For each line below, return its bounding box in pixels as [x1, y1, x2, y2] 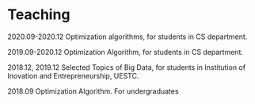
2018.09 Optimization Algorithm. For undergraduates [7, 86, 179, 96]
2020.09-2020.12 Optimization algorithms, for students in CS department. [7, 32, 248, 41]
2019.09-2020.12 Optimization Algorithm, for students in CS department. [7, 47, 243, 56]
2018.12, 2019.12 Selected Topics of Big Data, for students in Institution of [7, 62, 246, 72]
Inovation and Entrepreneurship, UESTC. [7, 71, 139, 80]
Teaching [7, 6, 70, 24]
